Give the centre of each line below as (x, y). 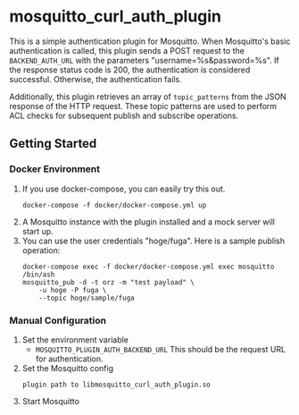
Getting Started (53, 144)
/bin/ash (38, 275)
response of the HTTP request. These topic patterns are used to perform (143, 106)
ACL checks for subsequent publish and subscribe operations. (124, 115)
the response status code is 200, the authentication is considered (130, 70)
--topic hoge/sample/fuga (87, 298)
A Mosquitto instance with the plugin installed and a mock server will (148, 222)
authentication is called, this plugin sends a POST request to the (127, 50)
